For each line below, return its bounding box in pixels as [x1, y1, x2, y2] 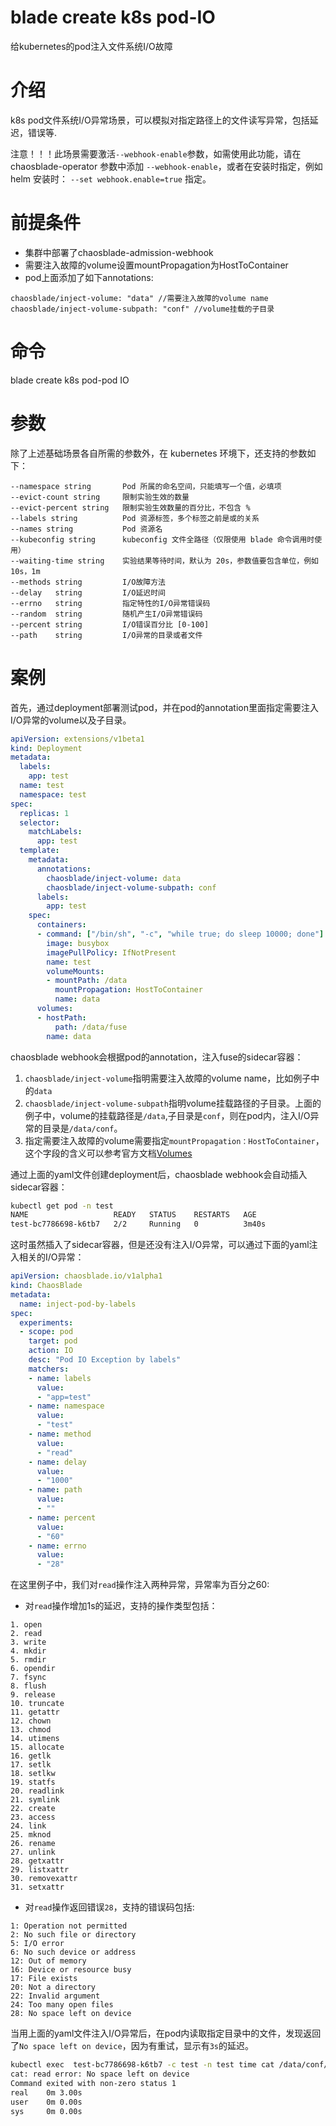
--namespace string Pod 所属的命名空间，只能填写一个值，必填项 [10, 481, 282, 491]
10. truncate [10, 1699, 65, 1709]
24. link [10, 1821, 47, 1831]
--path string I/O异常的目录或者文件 [10, 630, 203, 640]
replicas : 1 [19, 808, 70, 818]
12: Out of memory [10, 1956, 87, 1966]
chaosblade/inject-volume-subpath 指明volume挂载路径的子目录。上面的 [24, 1097, 322, 1109]
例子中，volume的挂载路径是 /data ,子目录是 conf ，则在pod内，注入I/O [24, 1109, 311, 1121]
